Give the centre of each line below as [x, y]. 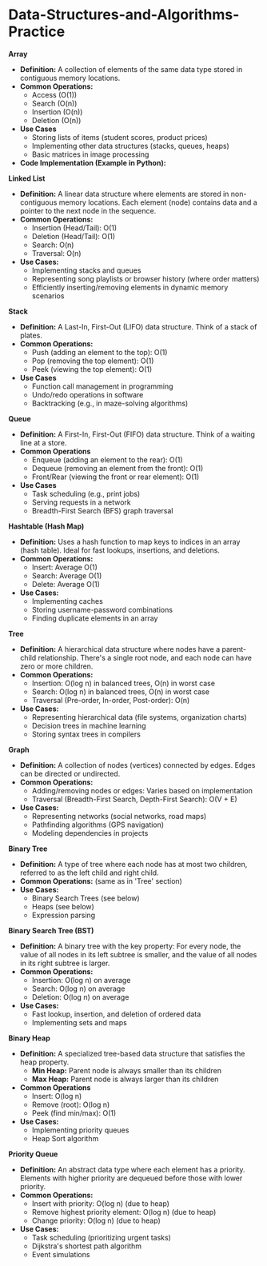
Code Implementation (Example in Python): [93, 162]
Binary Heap [29, 1038]
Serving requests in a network [82, 502]
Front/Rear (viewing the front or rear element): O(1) [116, 477]
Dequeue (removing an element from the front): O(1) [118, 468]
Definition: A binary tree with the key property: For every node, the [130, 946]
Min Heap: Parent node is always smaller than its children [127, 1070]
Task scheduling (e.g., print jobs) [86, 493]
